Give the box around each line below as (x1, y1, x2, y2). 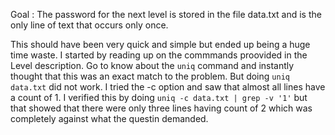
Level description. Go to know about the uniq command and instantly (10, 60, 295, 71)
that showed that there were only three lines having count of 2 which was (10, 102, 313, 114)
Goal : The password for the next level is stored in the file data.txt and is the (10, 9, 322, 20)
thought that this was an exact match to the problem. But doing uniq (10, 70, 290, 82)
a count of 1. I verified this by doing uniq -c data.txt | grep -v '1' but (10, 92, 308, 103)
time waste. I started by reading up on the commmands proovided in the (10, 49, 308, 61)
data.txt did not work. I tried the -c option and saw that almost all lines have (10, 81, 326, 93)
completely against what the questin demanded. (10, 113, 209, 124)
